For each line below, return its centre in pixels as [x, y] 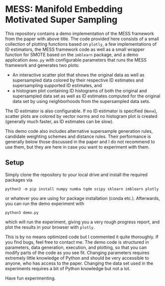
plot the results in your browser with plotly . [50, 227]
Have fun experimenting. [31, 278]
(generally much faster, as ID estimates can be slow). [59, 121]
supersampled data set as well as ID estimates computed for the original [86, 96]
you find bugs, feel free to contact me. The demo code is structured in [77, 242]
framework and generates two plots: [42, 65]
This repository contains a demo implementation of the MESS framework [80, 33]
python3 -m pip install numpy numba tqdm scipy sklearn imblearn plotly [82, 189]
